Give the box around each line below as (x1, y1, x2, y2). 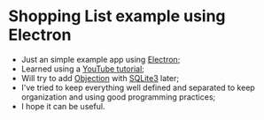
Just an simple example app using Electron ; (20, 54, 181, 64)
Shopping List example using (8, 6, 227, 26)
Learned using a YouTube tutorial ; (20, 64, 145, 74)
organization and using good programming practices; (20, 91, 216, 102)
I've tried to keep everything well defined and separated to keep (20, 82, 256, 93)
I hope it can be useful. (20, 101, 105, 111)
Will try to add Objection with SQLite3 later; (20, 72, 179, 83)
